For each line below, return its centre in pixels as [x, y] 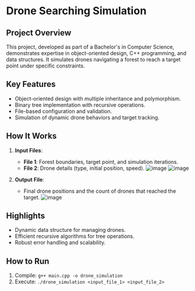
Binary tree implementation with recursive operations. [80, 105]
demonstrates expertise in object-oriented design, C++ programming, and [96, 53]
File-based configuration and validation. [63, 111]
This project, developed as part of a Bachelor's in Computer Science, [90, 47]
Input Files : [29, 150]
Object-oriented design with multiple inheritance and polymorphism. [98, 98]
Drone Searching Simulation [76, 11]
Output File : [29, 179]
